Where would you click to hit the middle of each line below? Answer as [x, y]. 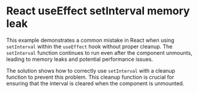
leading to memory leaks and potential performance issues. [80, 59]
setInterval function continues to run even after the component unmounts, [99, 52]
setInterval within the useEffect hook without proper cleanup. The [89, 46]
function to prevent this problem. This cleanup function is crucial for [90, 77]
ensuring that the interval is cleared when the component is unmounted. [95, 83]
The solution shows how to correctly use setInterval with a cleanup [91, 70]
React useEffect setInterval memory [98, 11]
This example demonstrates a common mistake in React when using [90, 40]
